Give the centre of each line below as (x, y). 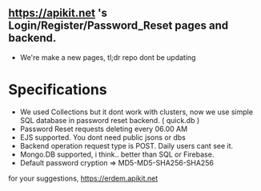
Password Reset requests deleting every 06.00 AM (104, 129)
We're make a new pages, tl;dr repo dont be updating (108, 57)
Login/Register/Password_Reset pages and (118, 26)
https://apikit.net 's (58, 13)
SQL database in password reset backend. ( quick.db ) (110, 120)
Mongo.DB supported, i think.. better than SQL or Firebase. (117, 154)
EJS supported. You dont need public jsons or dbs (102, 137)
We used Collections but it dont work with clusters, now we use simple (137, 112)
